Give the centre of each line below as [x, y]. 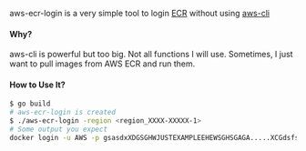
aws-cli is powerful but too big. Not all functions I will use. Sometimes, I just [151, 55]
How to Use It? [37, 85]
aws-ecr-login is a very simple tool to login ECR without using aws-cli [140, 13]
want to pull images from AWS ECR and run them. [102, 64]
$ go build [30, 104]
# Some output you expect [58, 130]
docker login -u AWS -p [55, 137]
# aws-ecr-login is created [63, 113]
